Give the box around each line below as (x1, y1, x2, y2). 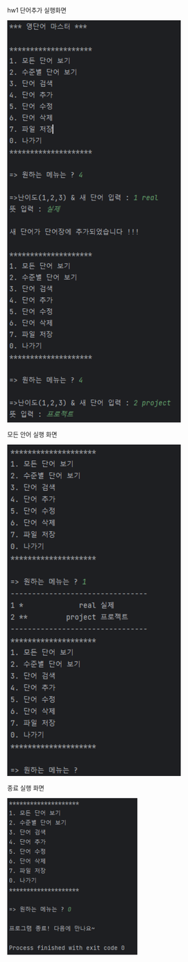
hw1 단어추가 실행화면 (7, 6, 67, 14)
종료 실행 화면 (7, 784, 45, 792)
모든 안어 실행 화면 (7, 430, 58, 439)
